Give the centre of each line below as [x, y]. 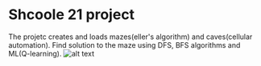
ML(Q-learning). [35, 53]
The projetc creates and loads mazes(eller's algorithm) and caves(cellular [130, 37]
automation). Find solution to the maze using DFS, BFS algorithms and [124, 45]
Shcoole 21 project [72, 15]
